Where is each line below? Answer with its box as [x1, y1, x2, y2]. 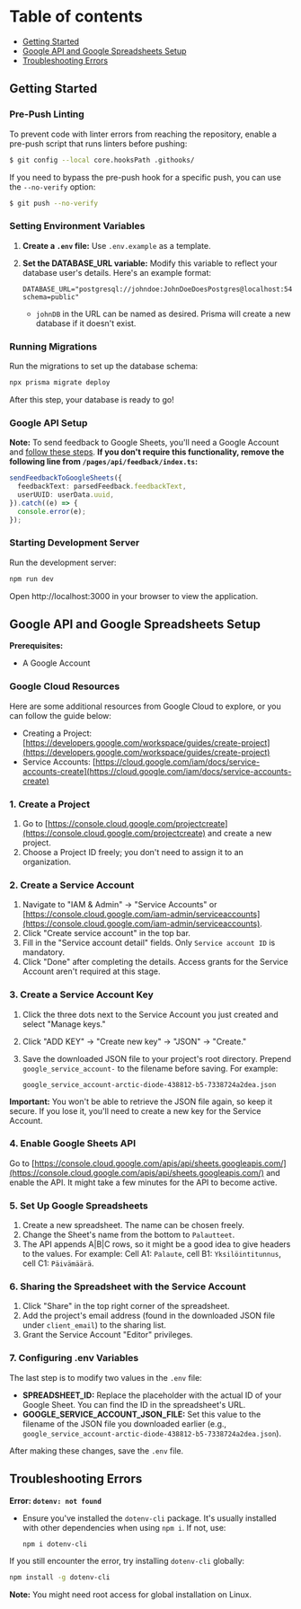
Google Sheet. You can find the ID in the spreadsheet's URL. [22, 1399, 246, 1410]
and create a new [208, 827, 272, 838]
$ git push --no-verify [9, 199, 99, 208]
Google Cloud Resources [9, 680, 120, 693]
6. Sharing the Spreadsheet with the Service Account [9, 1280, 247, 1293]
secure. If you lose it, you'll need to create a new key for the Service [9, 1105, 261, 1116]
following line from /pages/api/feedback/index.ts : [9, 456, 199, 467]
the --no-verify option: [9, 181, 96, 192]
